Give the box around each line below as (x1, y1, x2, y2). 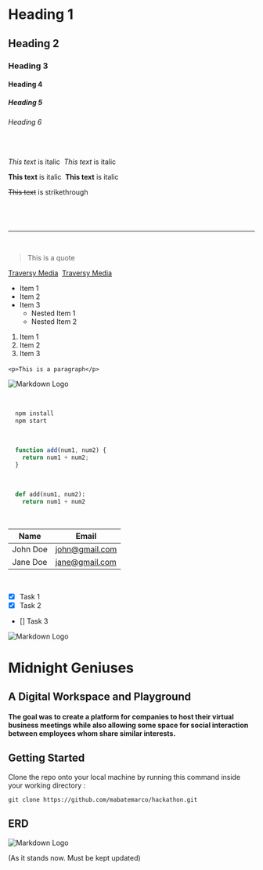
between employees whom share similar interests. (8, 728, 176, 738)
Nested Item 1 (31, 308, 76, 319)
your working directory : (8, 781, 86, 790)
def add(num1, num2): (15, 490, 86, 498)
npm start (15, 417, 47, 425)
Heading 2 (8, 37, 60, 50)
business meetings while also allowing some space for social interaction (8, 720, 249, 730)
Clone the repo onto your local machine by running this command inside (8, 772, 241, 781)
